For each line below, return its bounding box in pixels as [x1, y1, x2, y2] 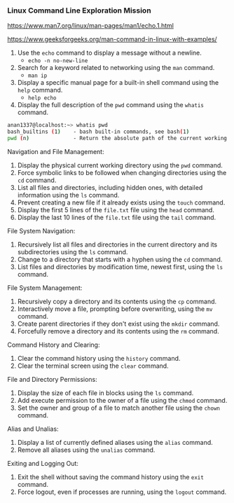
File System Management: [7, 283, 83, 292]
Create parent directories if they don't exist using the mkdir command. [17, 319, 220, 328]
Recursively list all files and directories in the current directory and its [17, 240, 218, 249]
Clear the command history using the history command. [17, 354, 181, 362]
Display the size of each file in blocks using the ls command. [17, 388, 194, 397]
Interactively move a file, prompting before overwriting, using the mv [17, 304, 213, 313]
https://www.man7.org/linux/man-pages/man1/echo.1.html [7, 22, 174, 30]
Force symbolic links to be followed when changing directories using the [17, 168, 227, 177]
